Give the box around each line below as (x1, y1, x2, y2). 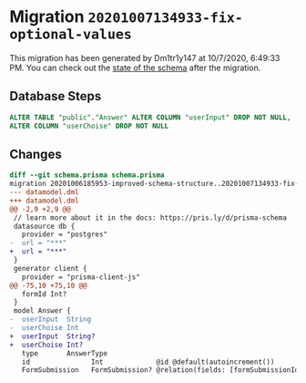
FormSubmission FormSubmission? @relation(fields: (21, 366, 226, 375)
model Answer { (13, 306, 71, 316)
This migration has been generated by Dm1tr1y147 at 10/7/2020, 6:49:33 (9, 52, 280, 63)
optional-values (9, 26, 132, 43)
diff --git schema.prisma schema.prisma (9, 171, 166, 180)
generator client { (13, 264, 88, 273)
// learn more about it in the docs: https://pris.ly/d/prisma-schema (13, 212, 287, 223)
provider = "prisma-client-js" (21, 272, 141, 282)
